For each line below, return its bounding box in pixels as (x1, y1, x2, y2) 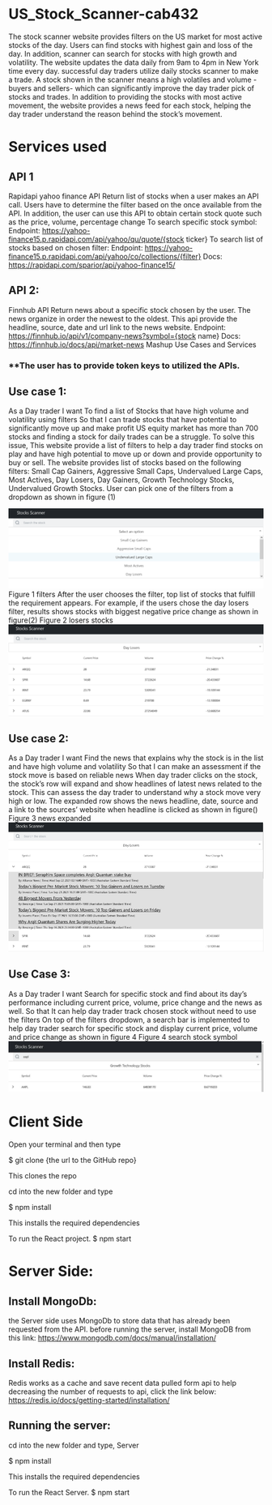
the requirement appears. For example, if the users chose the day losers (8, 598, 249, 608)
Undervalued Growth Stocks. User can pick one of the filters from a (8, 484, 233, 494)
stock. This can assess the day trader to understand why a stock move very (8, 788, 261, 797)
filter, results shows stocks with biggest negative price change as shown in (8, 607, 259, 617)
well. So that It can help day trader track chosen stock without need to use (8, 1006, 257, 1015)
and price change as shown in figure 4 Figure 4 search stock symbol (8, 1032, 238, 1041)
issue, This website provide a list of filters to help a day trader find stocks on (8, 441, 263, 451)
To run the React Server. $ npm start (8, 1487, 130, 1497)
